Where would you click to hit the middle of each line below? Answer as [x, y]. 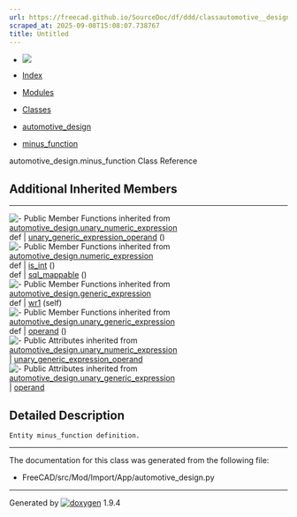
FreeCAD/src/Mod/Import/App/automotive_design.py [118, 477]
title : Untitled [39, 34]
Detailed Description [67, 415]
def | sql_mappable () [48, 275]
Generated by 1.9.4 [65, 503]
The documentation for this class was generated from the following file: [139, 460]
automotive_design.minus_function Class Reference [103, 161]
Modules [38, 93]
